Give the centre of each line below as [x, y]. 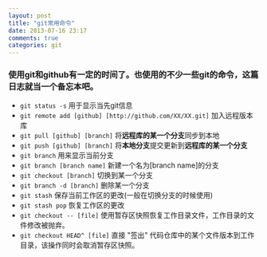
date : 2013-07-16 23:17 [48, 30]
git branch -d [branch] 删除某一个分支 [84, 185]
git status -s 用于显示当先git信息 [76, 105]
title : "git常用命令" [42, 23]
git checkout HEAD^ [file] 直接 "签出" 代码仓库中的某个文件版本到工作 [137, 235]
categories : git [35, 45]
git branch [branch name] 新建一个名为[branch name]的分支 [119, 165]
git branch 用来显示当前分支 [67, 156]
